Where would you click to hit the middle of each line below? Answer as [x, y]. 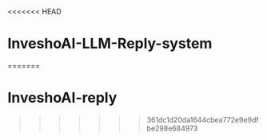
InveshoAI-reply [62, 98]
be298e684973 [172, 128]
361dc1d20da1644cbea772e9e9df [203, 119]
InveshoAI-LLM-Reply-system [110, 44]
